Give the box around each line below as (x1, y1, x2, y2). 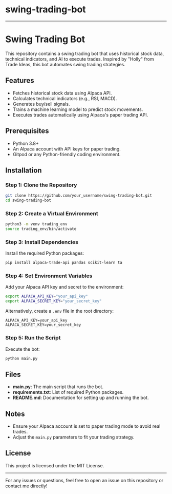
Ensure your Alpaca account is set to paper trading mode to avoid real (12, 423, 161, 429)
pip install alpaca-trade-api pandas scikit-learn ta (5, 260, 123, 265)
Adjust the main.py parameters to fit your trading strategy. (12, 434, 135, 440)
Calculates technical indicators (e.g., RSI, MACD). (12, 95, 117, 101)
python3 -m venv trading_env (5, 222, 68, 227)
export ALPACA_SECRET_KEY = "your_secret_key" (5, 299, 102, 304)
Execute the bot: (5, 346, 40, 352)
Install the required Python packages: (5, 250, 84, 256)
